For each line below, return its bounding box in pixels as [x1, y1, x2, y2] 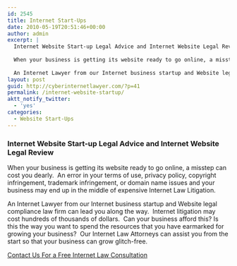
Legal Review [7, 147, 54, 157]
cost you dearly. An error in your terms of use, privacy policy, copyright [7, 171, 217, 179]
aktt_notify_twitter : [7, 96, 71, 103]
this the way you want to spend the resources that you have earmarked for [7, 222, 224, 230]
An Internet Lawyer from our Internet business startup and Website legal [7, 199, 217, 208]
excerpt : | [7, 37, 39, 44]
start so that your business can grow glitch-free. [7, 237, 148, 246]
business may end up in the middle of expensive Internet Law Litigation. [7, 186, 217, 194]
